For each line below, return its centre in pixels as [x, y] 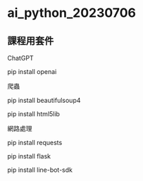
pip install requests [35, 143]
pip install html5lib [33, 114]
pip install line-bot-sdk [40, 170]
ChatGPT [20, 58]
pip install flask [29, 156]
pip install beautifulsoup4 [44, 100]
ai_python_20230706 [71, 13]
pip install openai [32, 71]
